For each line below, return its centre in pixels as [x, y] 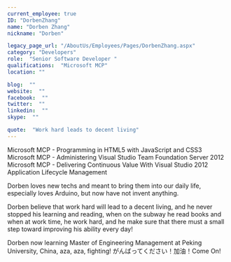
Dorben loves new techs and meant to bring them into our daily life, [104, 186]
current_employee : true [42, 14]
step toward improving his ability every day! [70, 229]
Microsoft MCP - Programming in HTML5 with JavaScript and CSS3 [105, 150]
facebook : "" [28, 98]
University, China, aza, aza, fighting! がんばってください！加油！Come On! [114, 251]
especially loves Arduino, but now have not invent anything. [93, 193]
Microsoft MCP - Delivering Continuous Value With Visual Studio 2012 [108, 165]
